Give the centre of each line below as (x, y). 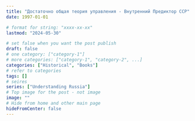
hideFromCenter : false (34, 109)
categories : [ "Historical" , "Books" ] (52, 65)
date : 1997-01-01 (27, 17)
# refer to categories (34, 71)
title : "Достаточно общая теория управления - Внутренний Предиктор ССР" (98, 11)
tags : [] (17, 76)
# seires (17, 82)
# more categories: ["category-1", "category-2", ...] (74, 60)
